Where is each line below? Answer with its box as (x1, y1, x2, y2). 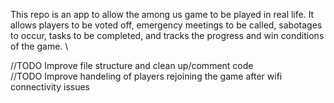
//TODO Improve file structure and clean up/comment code (10, 60, 254, 71)
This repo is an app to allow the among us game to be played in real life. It (10, 9, 315, 20)
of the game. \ (10, 40, 69, 52)
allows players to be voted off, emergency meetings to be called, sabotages (10, 19, 323, 31)
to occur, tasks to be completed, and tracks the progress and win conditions (10, 30, 325, 41)
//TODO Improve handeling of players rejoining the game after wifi (10, 70, 283, 82)
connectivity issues (10, 81, 90, 93)
